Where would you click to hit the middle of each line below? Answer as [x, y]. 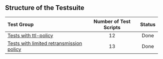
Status [148, 24]
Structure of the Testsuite [45, 8]
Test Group [21, 24]
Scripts [112, 27]
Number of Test [112, 21]
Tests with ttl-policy [30, 35]
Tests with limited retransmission [45, 43]
